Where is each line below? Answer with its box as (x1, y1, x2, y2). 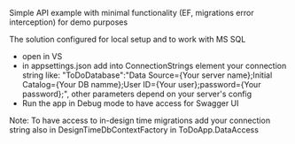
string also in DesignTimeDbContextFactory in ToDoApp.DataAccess (9, 125, 260, 135)
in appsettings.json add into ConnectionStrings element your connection (21, 61, 287, 71)
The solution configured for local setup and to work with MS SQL (9, 34, 246, 44)
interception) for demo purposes (9, 17, 128, 27)
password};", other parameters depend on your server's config (21, 88, 252, 99)
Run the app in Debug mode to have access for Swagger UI (21, 98, 239, 109)
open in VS (21, 51, 63, 61)
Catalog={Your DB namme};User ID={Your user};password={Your (21, 80, 261, 89)
